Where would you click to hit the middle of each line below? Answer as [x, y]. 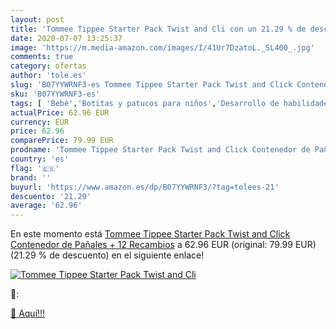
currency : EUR [40, 122]
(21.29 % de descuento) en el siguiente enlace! [107, 255]
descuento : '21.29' [51, 196]
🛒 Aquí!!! [28, 313]
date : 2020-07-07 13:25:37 [66, 38]
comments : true [42, 57]
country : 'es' [40, 159]
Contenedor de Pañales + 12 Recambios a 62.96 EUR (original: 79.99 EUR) [163, 245]
